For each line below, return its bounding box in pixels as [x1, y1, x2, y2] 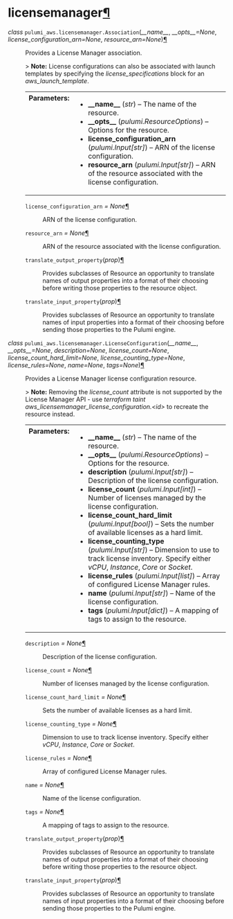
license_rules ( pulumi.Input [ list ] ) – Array [88, 570, 221, 580]
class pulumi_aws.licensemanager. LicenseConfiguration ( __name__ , [8, 338, 199, 347]
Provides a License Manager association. [25, 49, 142, 57]
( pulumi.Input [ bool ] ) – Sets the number [88, 518, 214, 528]
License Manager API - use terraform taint [25, 395, 146, 403]
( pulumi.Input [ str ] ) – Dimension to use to [88, 545, 220, 554]
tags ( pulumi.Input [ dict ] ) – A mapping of [88, 605, 219, 615]
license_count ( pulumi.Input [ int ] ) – [88, 484, 202, 493]
